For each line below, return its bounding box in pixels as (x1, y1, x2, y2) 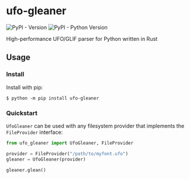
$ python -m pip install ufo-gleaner (6, 95, 99, 101)
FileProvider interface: (6, 129, 63, 136)
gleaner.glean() (6, 167, 46, 173)
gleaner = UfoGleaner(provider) (6, 156, 86, 162)
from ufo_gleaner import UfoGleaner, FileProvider (6, 140, 134, 146)
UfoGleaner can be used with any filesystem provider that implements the (6, 122, 185, 129)
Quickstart (6, 108, 38, 117)
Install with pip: (6, 84, 43, 91)
